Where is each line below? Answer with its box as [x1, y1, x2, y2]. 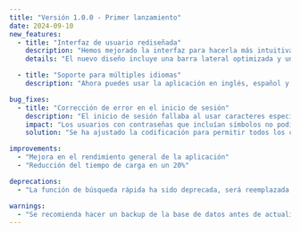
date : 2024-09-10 [9, 21, 74, 30]
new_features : [9, 29, 62, 38]
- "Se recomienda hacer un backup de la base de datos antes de [17, 210, 262, 219]
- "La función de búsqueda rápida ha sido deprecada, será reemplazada [17, 185, 290, 195]
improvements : [9, 145, 62, 153]
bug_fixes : [9, 95, 50, 104]
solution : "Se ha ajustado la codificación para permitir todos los [25, 128, 286, 137]
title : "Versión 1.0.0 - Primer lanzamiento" [9, 12, 181, 22]
